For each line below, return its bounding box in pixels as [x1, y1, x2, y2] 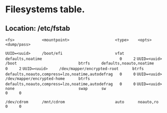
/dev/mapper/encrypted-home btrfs [5, 76, 90, 81]
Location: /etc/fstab [5, 24, 70, 33]
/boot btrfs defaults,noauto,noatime [5, 61, 154, 66]
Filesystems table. [5, 4, 85, 15]
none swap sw [5, 86, 106, 91]
